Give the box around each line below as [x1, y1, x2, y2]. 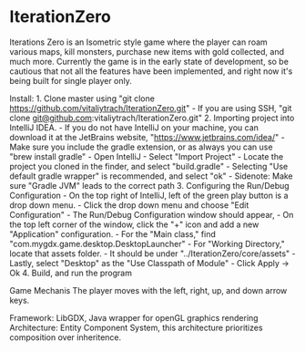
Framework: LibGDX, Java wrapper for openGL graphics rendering [9, 312, 259, 323]
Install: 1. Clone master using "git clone [9, 93, 155, 104]
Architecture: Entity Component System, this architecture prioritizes [9, 322, 263, 333]
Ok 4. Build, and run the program [9, 267, 132, 278]
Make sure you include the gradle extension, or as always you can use [9, 141, 273, 152]
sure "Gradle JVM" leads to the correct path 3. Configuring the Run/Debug [9, 180, 290, 191]
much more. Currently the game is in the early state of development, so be [9, 56, 290, 67]
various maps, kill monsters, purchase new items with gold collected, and [9, 46, 285, 57]
